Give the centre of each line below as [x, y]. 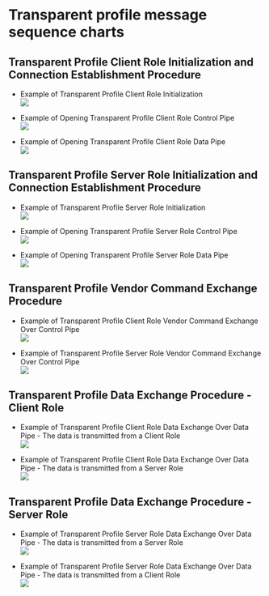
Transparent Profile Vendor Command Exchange [133, 289]
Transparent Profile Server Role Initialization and [133, 175]
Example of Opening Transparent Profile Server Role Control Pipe [129, 231]
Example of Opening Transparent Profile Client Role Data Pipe [123, 142]
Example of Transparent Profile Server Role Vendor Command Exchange [141, 353]
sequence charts [67, 32]
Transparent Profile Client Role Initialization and [131, 62]
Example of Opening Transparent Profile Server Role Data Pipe [124, 255]
